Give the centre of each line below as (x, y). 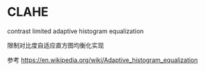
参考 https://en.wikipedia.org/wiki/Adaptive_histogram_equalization (102, 60)
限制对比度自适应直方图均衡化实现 (56, 45)
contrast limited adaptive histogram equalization (76, 31)
